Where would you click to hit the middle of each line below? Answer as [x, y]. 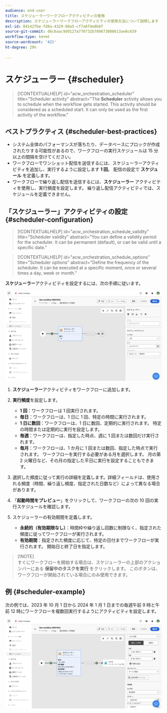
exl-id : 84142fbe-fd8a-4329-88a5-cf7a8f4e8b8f [54, 26]
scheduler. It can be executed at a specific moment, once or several [87, 268]
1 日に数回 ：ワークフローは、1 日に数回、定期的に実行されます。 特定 [91, 423]
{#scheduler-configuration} [49, 219]
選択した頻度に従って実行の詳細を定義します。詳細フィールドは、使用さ [86, 477]
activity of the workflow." [43, 115]
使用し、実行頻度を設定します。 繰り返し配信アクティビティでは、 [89, 188]
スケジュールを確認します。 [45, 506]
